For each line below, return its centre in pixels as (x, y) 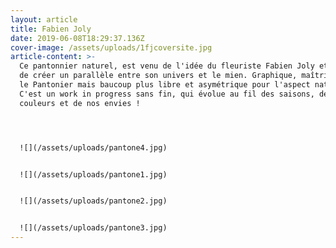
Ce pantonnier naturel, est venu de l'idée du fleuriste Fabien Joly (167, 66)
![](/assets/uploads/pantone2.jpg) (93, 201)
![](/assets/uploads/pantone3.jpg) (93, 228)
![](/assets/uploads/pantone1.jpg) (93, 174)
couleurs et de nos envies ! (80, 103)
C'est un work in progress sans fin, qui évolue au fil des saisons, (167, 94)
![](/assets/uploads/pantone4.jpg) (93, 147)
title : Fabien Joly (51, 29)
